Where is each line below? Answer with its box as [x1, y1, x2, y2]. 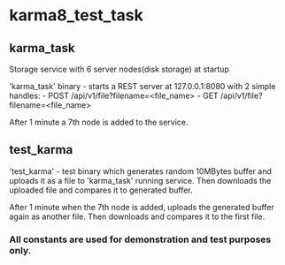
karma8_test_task [9, 5, 143, 26]
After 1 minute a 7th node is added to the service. [9, 117, 189, 127]
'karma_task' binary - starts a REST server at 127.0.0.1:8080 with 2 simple [9, 81, 276, 91]
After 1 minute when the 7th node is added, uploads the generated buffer [9, 201, 274, 212]
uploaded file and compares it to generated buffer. [9, 185, 193, 195]
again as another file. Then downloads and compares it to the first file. [9, 211, 266, 222]
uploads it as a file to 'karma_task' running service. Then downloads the [9, 175, 272, 185]
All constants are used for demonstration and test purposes [9, 233, 272, 246]
